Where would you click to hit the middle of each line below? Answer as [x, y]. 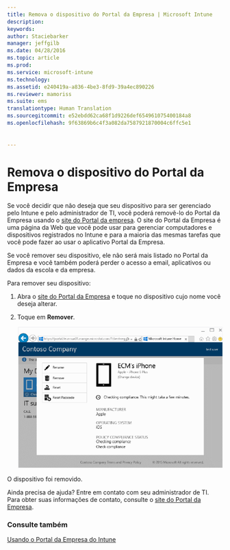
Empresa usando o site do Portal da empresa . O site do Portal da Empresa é [114, 220]
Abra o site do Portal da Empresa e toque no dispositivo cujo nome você [119, 297]
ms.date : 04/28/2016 [37, 51]
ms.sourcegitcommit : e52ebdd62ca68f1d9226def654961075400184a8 [99, 116]
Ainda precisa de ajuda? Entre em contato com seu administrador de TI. [108, 492]
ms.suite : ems [27, 101]
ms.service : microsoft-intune [50, 72]
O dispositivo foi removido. [45, 479]
